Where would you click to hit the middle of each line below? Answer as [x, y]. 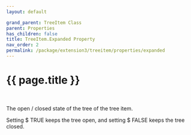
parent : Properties [31, 28]
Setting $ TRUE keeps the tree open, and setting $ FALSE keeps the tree [95, 120]
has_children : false [32, 34]
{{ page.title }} [43, 80]
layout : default [26, 12]
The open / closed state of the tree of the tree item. [70, 108]
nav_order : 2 [23, 45]
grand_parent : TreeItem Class [44, 22]
